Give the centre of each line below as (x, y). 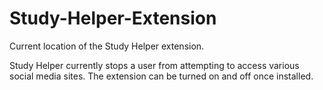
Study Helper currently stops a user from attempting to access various (154, 65)
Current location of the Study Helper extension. (107, 46)
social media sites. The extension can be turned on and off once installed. (161, 76)
